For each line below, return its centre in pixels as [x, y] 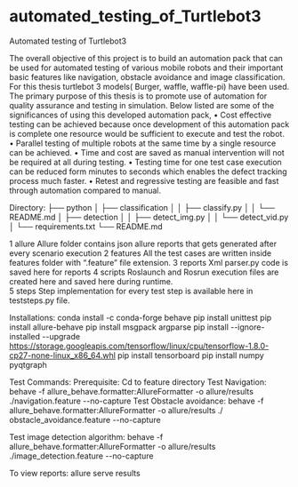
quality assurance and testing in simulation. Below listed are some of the [141, 105]
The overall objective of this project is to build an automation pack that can [146, 58]
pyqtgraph [28, 364]
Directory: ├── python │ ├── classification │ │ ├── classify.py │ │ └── [142, 207]
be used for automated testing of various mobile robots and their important [146, 68]
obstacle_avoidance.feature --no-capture [85, 419]
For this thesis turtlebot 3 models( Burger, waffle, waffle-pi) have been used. [149, 86]
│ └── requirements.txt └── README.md [86, 226]
